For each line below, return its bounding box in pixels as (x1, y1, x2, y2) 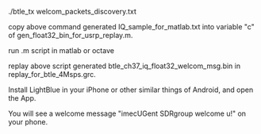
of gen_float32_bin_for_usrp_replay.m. (8, 31, 133, 40)
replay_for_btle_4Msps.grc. (8, 70, 97, 78)
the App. (8, 94, 36, 102)
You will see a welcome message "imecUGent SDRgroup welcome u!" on (8, 109, 247, 118)
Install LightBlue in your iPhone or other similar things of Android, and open (8, 85, 254, 94)
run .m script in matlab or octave (8, 46, 115, 55)
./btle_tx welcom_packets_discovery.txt (8, 7, 136, 16)
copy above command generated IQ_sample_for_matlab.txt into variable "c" (8, 22, 255, 31)
